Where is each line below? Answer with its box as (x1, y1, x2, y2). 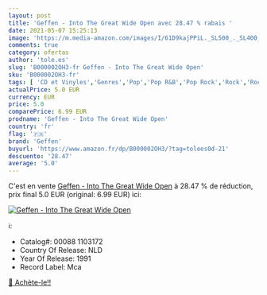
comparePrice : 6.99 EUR (8, 108, 87, 116)
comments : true (8, 41, 59, 49)
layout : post (8, 11, 52, 20)
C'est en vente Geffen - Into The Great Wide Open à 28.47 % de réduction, (8, 181, 253, 191)
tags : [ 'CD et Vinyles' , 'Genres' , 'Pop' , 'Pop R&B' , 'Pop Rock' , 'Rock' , (8, 78, 247, 86)
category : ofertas (8, 49, 69, 56)
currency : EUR (8, 93, 56, 101)
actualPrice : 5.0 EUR (8, 85, 80, 94)
